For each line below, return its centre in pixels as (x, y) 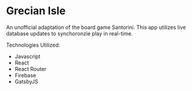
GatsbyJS (26, 82)
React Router (30, 69)
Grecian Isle (36, 11)
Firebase (25, 75)
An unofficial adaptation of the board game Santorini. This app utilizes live (96, 27)
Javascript (27, 56)
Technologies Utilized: (33, 45)
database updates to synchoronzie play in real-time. (69, 33)
